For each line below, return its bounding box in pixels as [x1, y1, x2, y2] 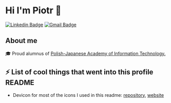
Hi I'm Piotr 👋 [5, 5, 62, 16]
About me [5, 36, 37, 45]
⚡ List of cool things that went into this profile [5, 68, 154, 76]
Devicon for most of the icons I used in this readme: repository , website [12, 92, 164, 98]
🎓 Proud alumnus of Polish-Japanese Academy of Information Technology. [5, 50, 166, 56]
